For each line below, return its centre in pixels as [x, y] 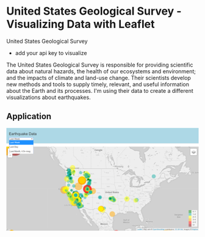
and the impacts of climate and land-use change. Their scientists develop [99, 78]
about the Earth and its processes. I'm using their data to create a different [100, 90]
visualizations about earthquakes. [49, 97]
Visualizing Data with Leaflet [81, 24]
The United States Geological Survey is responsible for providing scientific [100, 65]
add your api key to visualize [51, 53]
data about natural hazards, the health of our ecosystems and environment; [101, 71]
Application [29, 116]
